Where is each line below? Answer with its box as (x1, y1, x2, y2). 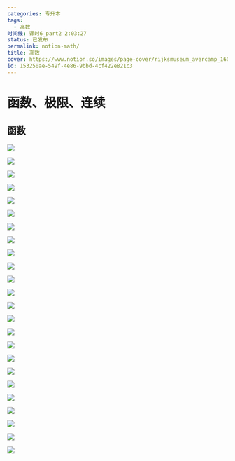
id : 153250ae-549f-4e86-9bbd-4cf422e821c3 (7, 62, 133, 69)
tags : (7, 17, 23, 24)
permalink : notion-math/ (7, 43, 80, 50)
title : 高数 (7, 50, 40, 57)
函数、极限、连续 (7, 95, 106, 111)
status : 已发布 (7, 36, 48, 43)
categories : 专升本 (7, 10, 61, 18)
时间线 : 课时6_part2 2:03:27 (7, 29, 87, 37)
